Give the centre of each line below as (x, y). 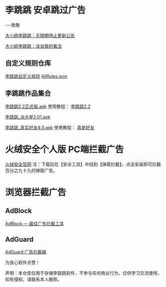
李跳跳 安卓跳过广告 (45, 10)
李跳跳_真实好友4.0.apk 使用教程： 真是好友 (50, 127)
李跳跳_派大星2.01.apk (28, 117)
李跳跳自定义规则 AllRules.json (37, 76)
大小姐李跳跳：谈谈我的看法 (34, 46)
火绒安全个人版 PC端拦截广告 (65, 149)
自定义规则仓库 (28, 63)
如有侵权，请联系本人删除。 (34, 280)
